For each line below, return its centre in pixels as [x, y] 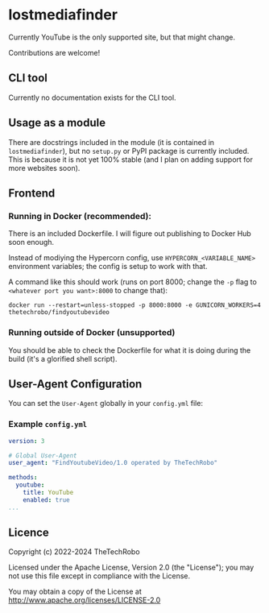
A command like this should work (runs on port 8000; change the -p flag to [133, 282]
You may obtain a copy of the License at [75, 592]
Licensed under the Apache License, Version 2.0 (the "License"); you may [131, 567]
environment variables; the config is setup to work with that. [108, 267]
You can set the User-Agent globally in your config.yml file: [106, 404]
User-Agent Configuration [75, 384]
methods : [23, 478]
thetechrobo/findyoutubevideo [59, 313]
